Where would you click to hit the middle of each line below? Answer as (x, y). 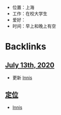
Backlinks (26, 47)
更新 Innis (22, 77)
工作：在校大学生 (30, 13)
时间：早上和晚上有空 (34, 26)
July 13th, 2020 (30, 65)
